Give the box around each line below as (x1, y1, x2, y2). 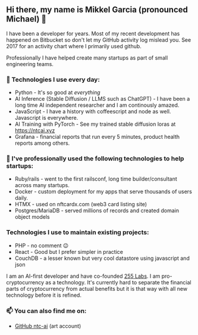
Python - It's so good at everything (14, 89, 100, 96)
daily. (14, 194, 29, 201)
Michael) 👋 (6, 14, 47, 24)
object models (14, 213, 51, 221)
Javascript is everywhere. (14, 114, 78, 122)
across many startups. (14, 182, 70, 189)
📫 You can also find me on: (6, 306, 87, 315)
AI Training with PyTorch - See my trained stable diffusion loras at (14, 120, 176, 128)
